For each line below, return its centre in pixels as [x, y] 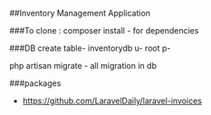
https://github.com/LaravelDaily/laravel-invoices [112, 101]
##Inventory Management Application [80, 13]
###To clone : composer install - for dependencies [104, 30]
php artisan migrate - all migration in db [83, 66]
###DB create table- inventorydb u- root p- [90, 48]
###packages [35, 83]
